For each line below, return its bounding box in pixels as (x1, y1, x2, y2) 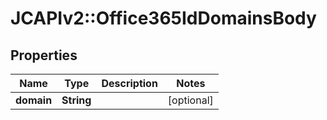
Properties (10, 47, 78, 64)
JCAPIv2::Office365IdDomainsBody (10, 7, 317, 30)
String (61, 93, 92, 107)
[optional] (167, 93, 214, 107)
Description (101, 77, 158, 90)
